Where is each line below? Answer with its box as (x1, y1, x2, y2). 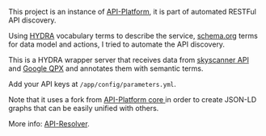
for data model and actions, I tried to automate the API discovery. (8, 39, 225, 49)
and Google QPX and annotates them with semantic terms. (8, 64, 204, 73)
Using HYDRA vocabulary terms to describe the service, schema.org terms (8, 31, 259, 40)
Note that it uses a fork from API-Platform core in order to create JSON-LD (8, 95, 257, 104)
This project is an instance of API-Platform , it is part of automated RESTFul (8, 7, 257, 16)
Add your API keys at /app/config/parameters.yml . (8, 80, 176, 89)
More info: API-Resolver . (8, 119, 91, 128)
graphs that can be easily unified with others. (8, 104, 159, 113)
